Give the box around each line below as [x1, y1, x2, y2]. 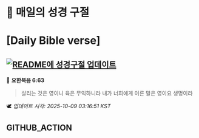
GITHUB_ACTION [6, 122, 73, 133]
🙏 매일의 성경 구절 [6, 5, 90, 19]
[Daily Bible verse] [6, 34, 101, 47]
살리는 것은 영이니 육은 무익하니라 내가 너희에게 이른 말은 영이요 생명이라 [21, 89, 193, 97]
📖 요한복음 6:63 [6, 77, 44, 84]
